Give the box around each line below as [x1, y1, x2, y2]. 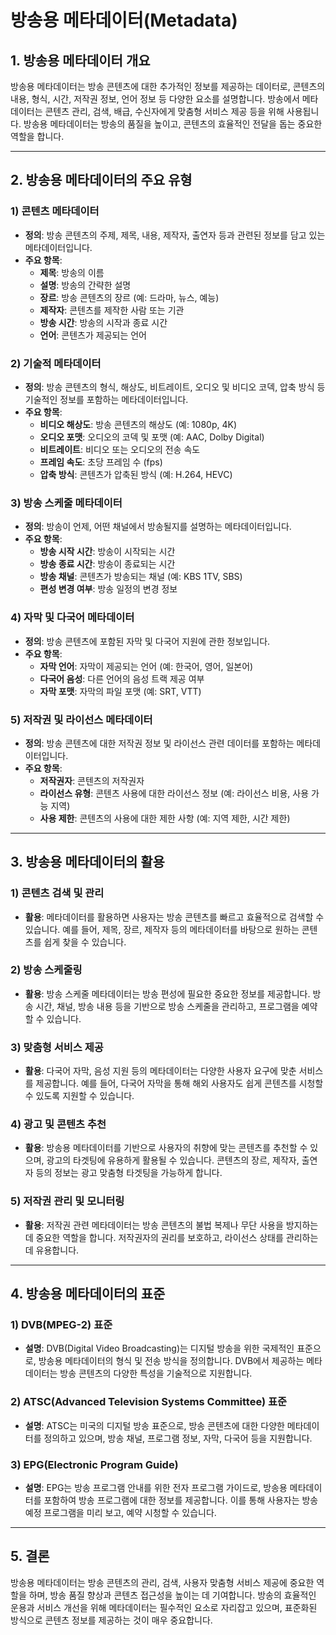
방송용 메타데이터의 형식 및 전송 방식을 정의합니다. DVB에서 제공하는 [38, 1355, 305, 1367]
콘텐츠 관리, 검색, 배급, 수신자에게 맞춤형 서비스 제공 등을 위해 [44, 106, 285, 117]
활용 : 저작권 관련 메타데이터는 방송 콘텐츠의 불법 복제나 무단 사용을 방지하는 [24, 1219, 319, 1231]
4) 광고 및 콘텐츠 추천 [10, 1117, 107, 1131]
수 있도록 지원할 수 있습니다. [24, 1090, 135, 1102]
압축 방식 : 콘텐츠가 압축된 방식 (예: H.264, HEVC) [39, 468, 233, 480]
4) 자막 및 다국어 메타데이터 [10, 611, 135, 625]
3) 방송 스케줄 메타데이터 [10, 496, 123, 510]
